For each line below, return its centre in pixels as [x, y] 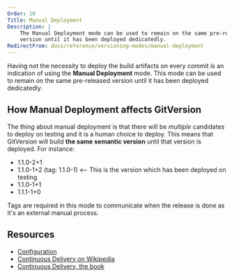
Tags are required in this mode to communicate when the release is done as [116, 205]
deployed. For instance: [41, 149]
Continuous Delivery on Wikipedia [66, 259]
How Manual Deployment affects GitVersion [104, 110]
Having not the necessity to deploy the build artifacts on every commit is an [116, 66]
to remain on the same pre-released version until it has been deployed [108, 80]
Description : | [29, 26]
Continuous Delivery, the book [61, 266]
